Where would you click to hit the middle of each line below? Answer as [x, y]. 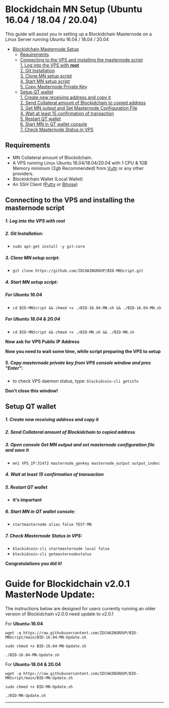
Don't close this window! [32, 391]
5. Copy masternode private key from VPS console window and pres [78, 363]
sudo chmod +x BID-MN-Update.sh [39, 687]
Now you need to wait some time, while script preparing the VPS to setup [83, 351]
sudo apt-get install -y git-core [49, 247]
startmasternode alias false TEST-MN [52, 525]
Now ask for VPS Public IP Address [42, 341]
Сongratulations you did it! [34, 564]
